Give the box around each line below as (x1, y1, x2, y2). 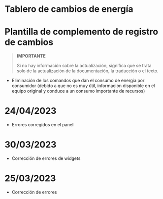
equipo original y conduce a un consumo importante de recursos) (11, 88, 145, 94)
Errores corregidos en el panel (11, 122, 74, 128)
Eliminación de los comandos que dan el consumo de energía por (11, 78, 145, 84)
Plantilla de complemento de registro (4, 26, 159, 38)
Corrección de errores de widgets (11, 155, 81, 161)
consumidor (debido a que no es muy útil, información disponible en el (11, 83, 155, 89)
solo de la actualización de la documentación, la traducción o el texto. (16, 68, 159, 74)
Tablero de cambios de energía (4, 3, 133, 15)
